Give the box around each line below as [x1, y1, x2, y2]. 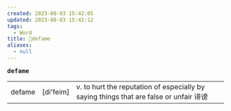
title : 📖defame [7, 36, 51, 42]
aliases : [7, 42, 32, 49]
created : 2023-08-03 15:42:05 [7, 10, 94, 17]
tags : [7, 23, 23, 29]
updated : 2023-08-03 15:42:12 [7, 16, 94, 23]
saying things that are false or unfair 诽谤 [76, 92, 208, 101]
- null [13, 49, 32, 56]
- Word [13, 29, 32, 36]
